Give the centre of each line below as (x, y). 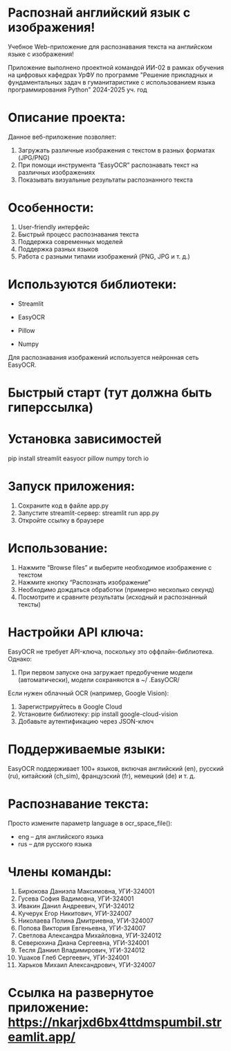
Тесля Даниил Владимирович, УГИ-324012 (81, 950)
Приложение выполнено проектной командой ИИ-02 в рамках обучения (116, 67)
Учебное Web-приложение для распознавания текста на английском (110, 46)
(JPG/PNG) (34, 157)
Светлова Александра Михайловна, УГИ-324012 (90, 935)
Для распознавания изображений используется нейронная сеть (103, 357)
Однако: (20, 659)
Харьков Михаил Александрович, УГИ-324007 (87, 964)
